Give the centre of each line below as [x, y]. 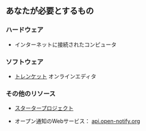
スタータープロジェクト [44, 108]
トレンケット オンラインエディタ [55, 76]
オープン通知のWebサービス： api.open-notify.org [77, 121]
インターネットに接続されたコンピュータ [65, 44]
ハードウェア [25, 30]
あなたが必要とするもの [50, 11]
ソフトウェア [25, 62]
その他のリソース [31, 94]
